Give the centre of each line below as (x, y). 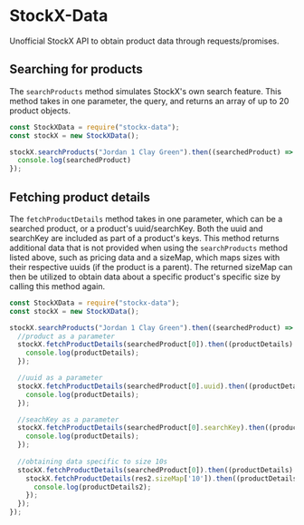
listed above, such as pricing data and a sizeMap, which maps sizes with (145, 257)
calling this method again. (57, 286)
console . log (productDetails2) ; (92, 487)
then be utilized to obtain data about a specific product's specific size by (145, 277)
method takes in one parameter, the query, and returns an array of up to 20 (149, 101)
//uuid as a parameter (60, 378)
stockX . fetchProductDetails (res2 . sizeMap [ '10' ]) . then (129, 478)
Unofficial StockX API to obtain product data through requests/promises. (144, 41)
